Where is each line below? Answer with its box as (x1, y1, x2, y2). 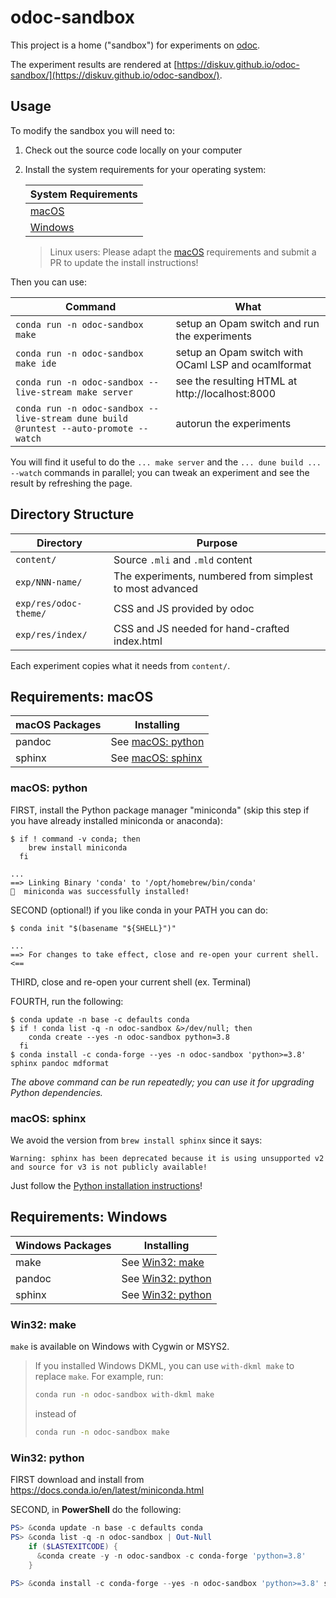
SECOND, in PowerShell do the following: (10, 1504, 182, 1516)
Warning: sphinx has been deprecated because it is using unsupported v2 (10, 1153, 325, 1163)
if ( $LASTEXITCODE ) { (28, 1541, 118, 1551)
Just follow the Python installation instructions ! (10, 1179, 203, 1191)
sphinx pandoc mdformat (10, 1058, 110, 1068)
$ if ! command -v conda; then (10, 834, 141, 844)
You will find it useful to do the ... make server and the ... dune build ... (10, 456, 322, 468)
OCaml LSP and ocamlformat (175, 357, 312, 371)
